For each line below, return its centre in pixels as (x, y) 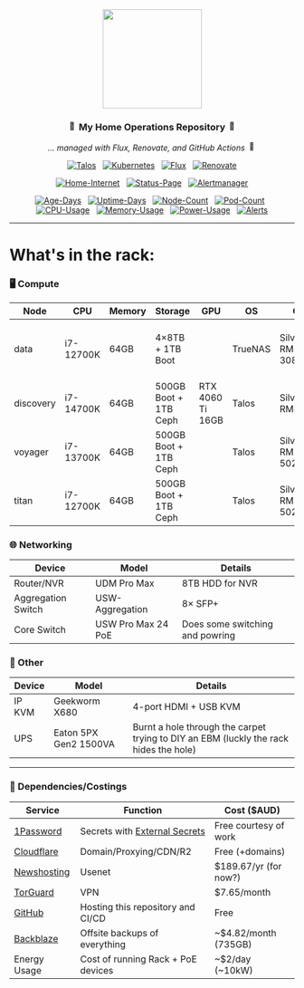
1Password (38, 830)
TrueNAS (252, 349)
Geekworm (77, 701)
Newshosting (42, 871)
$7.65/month (242, 892)
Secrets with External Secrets (142, 830)
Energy (29, 959)
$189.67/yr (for (248, 866)
